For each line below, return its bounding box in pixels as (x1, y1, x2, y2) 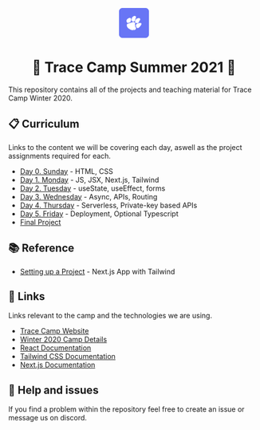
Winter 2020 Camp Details (19, 335, 108, 345)
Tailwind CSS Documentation (19, 352, 116, 361)
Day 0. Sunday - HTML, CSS (19, 166, 113, 176)
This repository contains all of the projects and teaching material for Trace (8, 85, 252, 94)
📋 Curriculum (8, 117, 80, 131)
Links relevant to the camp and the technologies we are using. (8, 311, 213, 321)
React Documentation (19, 343, 92, 353)
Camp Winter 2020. (8, 93, 73, 103)
